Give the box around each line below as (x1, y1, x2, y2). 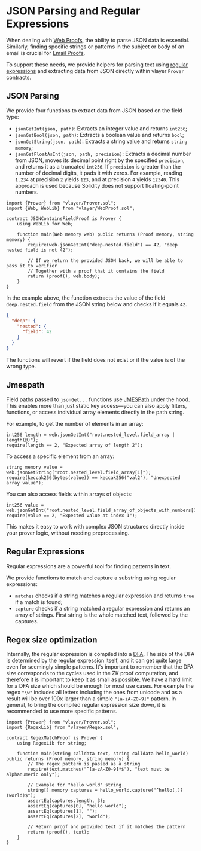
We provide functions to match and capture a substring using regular (6, 574, 176, 581)
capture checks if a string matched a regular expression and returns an (14, 605, 190, 612)
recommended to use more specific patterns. (6, 707, 118, 715)
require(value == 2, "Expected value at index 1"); (6, 513, 138, 518)
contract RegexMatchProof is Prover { (6, 735, 103, 741)
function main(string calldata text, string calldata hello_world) (17, 751, 188, 757)
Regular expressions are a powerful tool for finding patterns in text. (6, 562, 172, 569)
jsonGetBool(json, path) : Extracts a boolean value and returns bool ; (14, 131, 184, 138)
